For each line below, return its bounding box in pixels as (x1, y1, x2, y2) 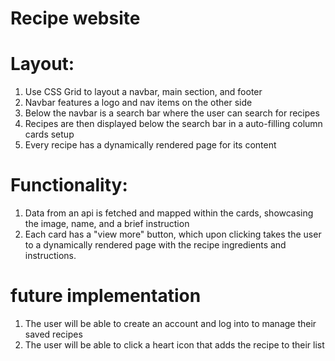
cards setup (24, 128, 75, 141)
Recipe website (10, 7, 141, 30)
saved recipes (24, 328, 83, 340)
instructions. (24, 250, 77, 262)
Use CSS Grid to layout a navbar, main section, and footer (24, 86, 263, 98)
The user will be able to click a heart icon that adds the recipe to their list (24, 339, 325, 351)
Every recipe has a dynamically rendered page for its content (24, 139, 277, 151)
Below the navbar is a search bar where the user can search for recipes (24, 107, 320, 119)
